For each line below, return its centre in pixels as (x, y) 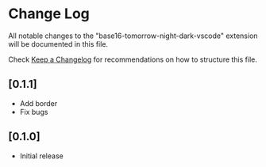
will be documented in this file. (58, 44)
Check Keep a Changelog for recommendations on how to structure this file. (133, 59)
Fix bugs (34, 112)
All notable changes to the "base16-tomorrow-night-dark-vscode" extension (133, 36)
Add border (39, 103)
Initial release (41, 156)
